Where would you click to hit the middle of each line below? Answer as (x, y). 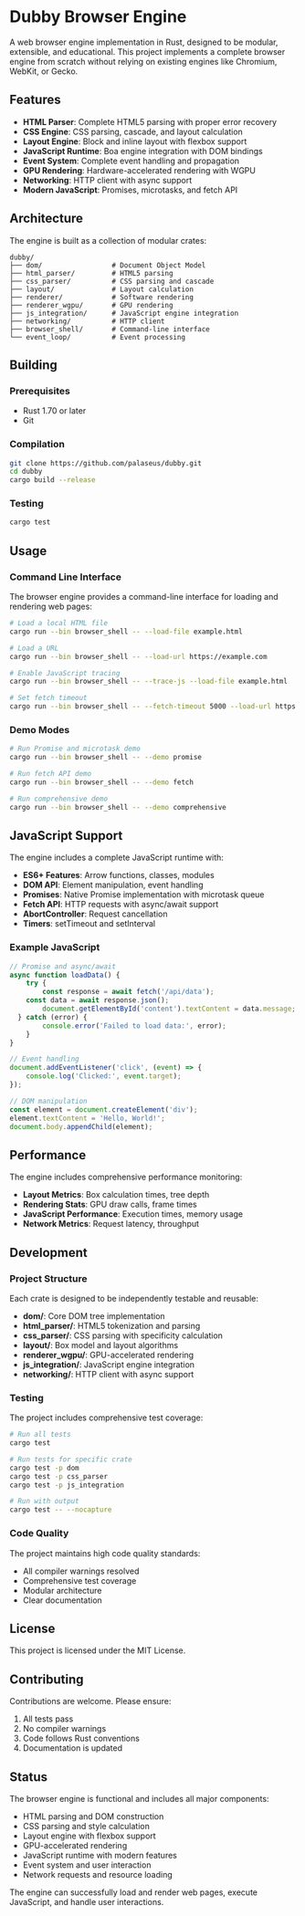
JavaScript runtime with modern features (100, 1855)
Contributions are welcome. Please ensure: (90, 1701)
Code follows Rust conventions (81, 1738)
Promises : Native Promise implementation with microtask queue (143, 895)
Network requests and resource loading (98, 1874)
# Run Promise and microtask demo (75, 749)
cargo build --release (53, 480)
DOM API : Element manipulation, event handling (113, 885)
